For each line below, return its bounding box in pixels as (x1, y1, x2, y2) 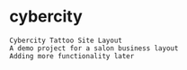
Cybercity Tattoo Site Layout (9, 36, 123, 45)
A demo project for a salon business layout (9, 43, 179, 53)
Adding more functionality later (9, 51, 135, 60)
